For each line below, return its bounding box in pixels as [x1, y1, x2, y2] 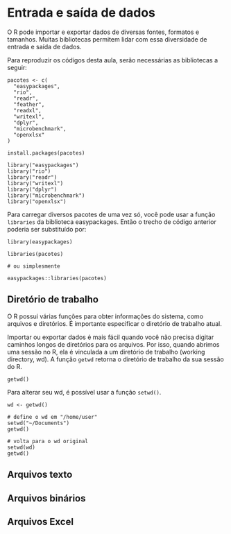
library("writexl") [7, 180, 64, 187]
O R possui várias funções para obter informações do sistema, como [7, 312, 203, 320]
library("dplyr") [7, 186, 58, 193]
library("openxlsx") [7, 198, 67, 205]
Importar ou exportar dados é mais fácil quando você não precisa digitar [7, 333, 214, 341]
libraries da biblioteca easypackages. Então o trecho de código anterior [7, 217, 217, 226]
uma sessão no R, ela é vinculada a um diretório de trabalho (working [7, 347, 205, 356]
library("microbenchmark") [7, 192, 85, 199]
